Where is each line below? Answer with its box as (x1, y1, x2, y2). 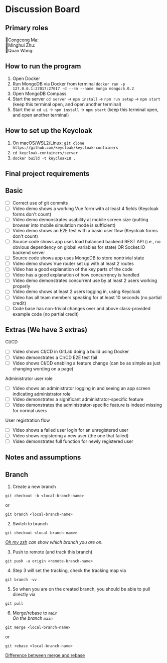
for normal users (12, 407, 47, 413)
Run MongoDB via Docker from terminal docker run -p (12, 80, 125, 86)
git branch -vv (5, 577, 37, 583)
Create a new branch (12, 484, 56, 490)
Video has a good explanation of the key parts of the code (12, 266, 133, 272)
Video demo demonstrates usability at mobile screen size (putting (12, 216, 149, 222)
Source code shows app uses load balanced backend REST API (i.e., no (12, 239, 161, 245)
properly (12, 283, 31, 290)
